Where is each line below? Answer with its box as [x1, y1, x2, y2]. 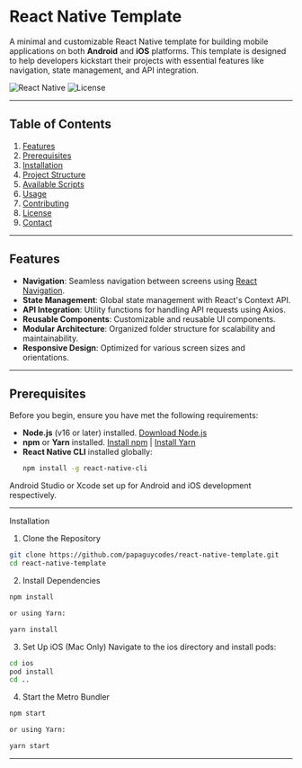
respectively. [9, 490, 57, 501]
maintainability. [22, 333, 79, 344]
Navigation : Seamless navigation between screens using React [22, 275, 258, 286]
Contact [22, 217, 52, 228]
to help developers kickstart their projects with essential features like [9, 55, 264, 66]
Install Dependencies [22, 576, 101, 585]
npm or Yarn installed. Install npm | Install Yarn [22, 437, 196, 448]
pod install [9, 667, 54, 676]
